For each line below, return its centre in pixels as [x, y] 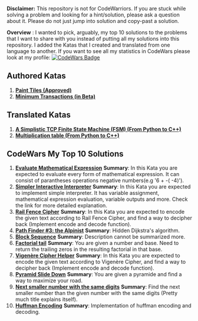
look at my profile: [29, 57]
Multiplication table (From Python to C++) [67, 135]
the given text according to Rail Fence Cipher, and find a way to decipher [103, 218]
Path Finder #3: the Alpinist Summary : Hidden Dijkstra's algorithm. [98, 231]
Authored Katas [37, 76]
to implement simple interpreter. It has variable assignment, [87, 193]
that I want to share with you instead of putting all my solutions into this [93, 39]
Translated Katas [39, 115]
